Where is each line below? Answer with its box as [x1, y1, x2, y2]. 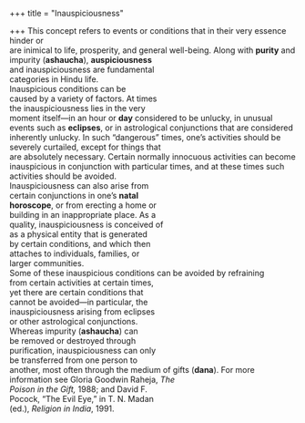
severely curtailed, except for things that [9, 141, 161, 152]
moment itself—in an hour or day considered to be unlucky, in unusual [9, 113, 273, 123]
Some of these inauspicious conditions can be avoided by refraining [9, 268, 265, 278]
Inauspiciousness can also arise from [9, 181, 149, 191]
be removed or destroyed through [9, 335, 137, 346]
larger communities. [9, 258, 85, 268]
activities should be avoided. [9, 170, 117, 181]
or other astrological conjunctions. [9, 316, 138, 326]
